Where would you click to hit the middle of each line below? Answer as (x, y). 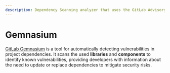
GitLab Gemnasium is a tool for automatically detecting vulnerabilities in (80, 49)
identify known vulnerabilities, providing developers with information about (83, 59)
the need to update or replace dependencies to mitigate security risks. (78, 65)
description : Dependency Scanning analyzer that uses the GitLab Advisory (86, 10)
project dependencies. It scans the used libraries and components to (78, 54)
